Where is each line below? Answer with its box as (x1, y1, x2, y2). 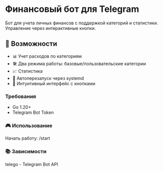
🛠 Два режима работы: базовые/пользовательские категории (12, 61, 146, 67)
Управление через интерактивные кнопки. (5, 25, 96, 31)
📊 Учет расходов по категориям (12, 53, 82, 59)
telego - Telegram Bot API (5, 161, 58, 167)
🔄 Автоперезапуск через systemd (12, 75, 84, 81)
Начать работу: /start (5, 135, 50, 141)
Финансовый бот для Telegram (5, 3, 140, 15)
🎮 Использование (5, 122, 52, 129)
